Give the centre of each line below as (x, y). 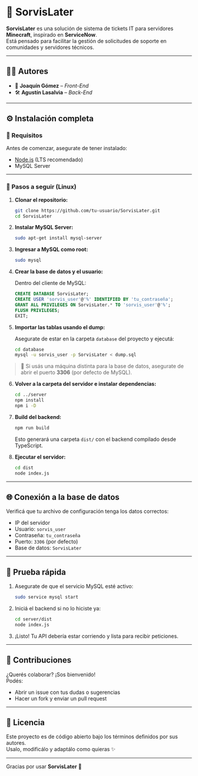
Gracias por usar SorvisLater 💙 (44, 767)
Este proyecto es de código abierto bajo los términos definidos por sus (92, 737)
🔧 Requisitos (24, 135)
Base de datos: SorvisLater (48, 548)
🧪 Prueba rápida (36, 572)
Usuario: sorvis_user (40, 529)
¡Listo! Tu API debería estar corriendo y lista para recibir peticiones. (96, 636)
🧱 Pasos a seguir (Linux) (41, 187)
